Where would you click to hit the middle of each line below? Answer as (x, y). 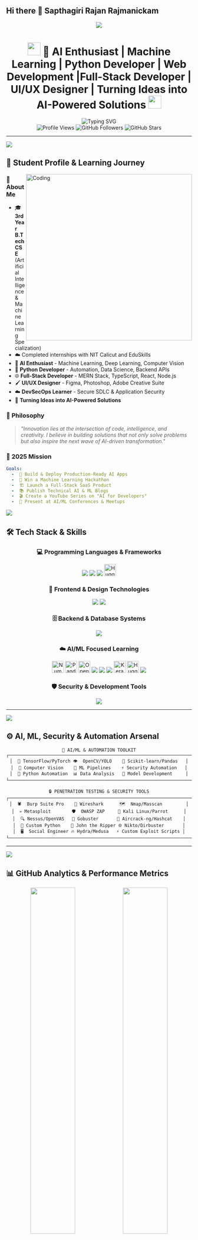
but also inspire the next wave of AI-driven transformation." (93, 441)
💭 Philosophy (25, 416)
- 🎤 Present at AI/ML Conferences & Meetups (68, 502)
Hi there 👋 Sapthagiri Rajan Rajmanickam (82, 11)
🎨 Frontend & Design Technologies (99, 589)
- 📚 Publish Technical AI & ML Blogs (60, 491)
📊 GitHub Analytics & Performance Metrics (88, 874)
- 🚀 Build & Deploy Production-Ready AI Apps (70, 474)
